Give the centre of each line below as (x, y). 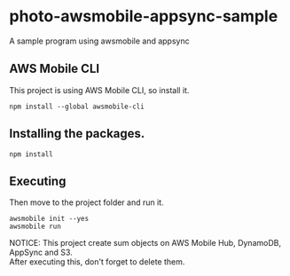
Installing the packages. (77, 134)
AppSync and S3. (41, 252)
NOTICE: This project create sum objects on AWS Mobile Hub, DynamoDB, (145, 243)
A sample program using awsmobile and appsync (99, 41)
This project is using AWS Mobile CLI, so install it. (99, 90)
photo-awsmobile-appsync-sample (144, 16)
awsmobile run (35, 227)
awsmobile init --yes (49, 219)
